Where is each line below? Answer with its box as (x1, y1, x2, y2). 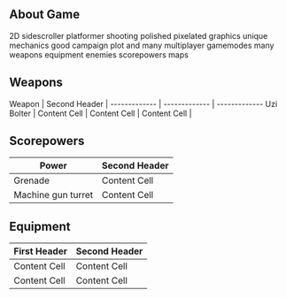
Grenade (13, 174, 50, 187)
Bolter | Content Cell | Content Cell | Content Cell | (9, 108, 192, 118)
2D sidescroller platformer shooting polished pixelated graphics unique (9, 30, 268, 41)
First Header (13, 245, 68, 257)
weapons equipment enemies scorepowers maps (9, 49, 189, 60)
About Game (9, 7, 81, 22)
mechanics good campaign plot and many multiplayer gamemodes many (9, 40, 274, 50)
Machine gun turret (13, 189, 94, 202)
